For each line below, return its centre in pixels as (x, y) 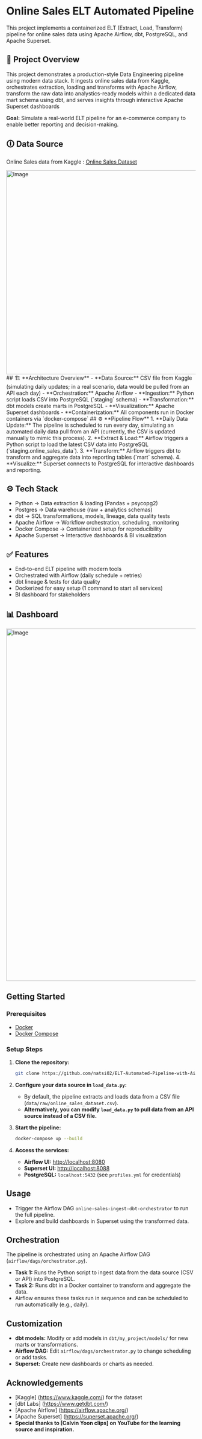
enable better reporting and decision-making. (63, 124)
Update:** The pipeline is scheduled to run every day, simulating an (90, 425)
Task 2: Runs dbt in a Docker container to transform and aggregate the (103, 1285)
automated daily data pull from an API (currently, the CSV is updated (91, 431)
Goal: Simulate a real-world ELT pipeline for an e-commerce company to (96, 118)
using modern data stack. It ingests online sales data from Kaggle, (88, 80)
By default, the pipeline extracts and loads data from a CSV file (102, 1096)
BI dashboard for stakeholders (52, 595)
